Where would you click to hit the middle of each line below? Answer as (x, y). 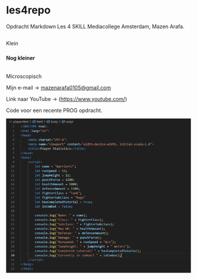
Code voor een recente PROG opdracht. (54, 110)
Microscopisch (24, 76)
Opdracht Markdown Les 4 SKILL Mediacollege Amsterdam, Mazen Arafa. (95, 26)
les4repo (28, 10)
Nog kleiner (21, 58)
